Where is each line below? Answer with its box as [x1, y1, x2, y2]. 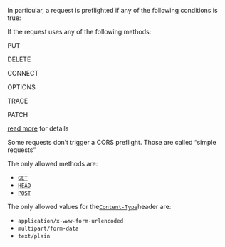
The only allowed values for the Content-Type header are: [7, 203, 172, 211]
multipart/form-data [17, 225, 79, 232]
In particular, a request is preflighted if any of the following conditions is [7, 6, 219, 14]
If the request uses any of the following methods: [7, 28, 152, 36]
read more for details [7, 124, 69, 133]
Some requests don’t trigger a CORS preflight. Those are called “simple [7, 138, 216, 146]
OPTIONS [7, 83, 36, 91]
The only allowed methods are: [7, 160, 98, 168]
